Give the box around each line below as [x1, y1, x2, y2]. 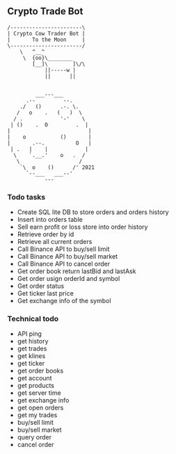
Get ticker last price [17, 289, 74, 298]
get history [17, 337, 49, 346]
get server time [17, 389, 61, 397]
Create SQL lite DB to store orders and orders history [17, 208, 169, 216]
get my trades [17, 411, 58, 419]
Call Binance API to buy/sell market [17, 252, 118, 261]
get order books [17, 366, 64, 375]
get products [17, 382, 54, 390]
